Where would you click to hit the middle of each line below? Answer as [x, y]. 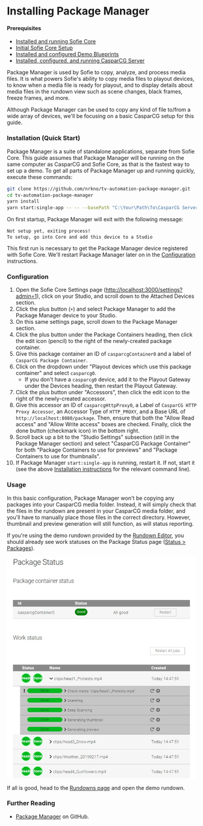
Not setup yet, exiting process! [49, 231]
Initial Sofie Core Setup [44, 48]
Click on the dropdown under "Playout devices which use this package [103, 367]
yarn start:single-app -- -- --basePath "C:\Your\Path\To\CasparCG [93, 208]
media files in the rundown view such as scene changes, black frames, [95, 92]
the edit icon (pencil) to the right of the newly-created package [94, 341]
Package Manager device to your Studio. [66, 315]
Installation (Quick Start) [44, 138]
